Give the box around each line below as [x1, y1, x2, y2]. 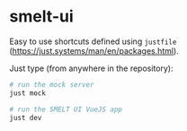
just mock [9, 88, 47, 98]
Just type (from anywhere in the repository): [9, 63, 174, 74]
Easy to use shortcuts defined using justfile [9, 36, 177, 47]
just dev [9, 113, 42, 122]
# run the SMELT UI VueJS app [9, 105, 123, 114]
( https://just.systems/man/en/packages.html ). [9, 45, 180, 56]
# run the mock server [9, 80, 94, 89]
